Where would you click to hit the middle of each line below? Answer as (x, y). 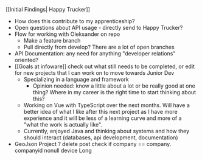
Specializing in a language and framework (76, 79)
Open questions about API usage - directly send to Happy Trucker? (99, 28)
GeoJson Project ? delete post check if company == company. (93, 144)
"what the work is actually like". (63, 124)
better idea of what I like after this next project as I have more (100, 112)
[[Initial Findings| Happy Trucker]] (48, 9)
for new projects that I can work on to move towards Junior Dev (94, 73)
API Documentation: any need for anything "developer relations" (95, 54)
